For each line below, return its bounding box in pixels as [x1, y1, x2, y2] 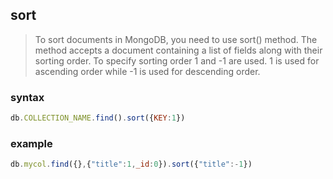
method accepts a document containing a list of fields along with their [34, 44, 323, 56]
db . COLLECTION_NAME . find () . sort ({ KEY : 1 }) [10, 113, 186, 123]
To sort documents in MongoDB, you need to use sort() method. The [34, 33, 318, 45]
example [10, 136, 53, 150]
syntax [10, 90, 45, 104]
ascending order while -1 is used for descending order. [34, 65, 261, 77]
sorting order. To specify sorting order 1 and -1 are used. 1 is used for [34, 54, 320, 67]
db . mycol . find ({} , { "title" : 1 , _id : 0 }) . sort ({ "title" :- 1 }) [10, 159, 253, 170]
